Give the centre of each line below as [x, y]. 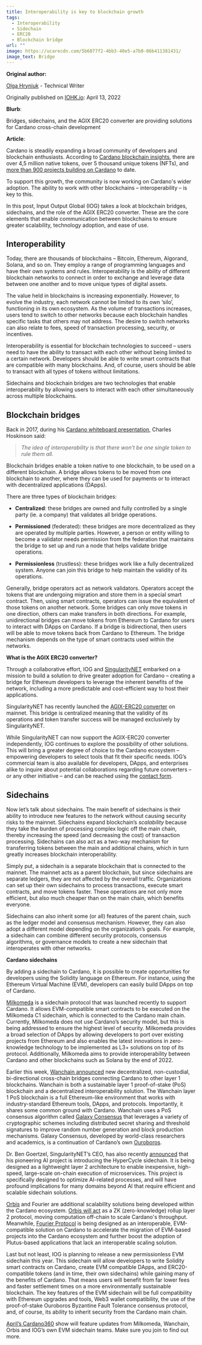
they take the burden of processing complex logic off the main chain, [92, 829]
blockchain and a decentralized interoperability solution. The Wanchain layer [101, 1091]
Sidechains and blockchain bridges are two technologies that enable [91, 383]
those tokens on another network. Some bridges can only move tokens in [97, 607]
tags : [13, 17]
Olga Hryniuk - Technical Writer [45, 86]
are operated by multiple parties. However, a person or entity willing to [102, 533]
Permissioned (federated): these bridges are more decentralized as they [105, 527]
